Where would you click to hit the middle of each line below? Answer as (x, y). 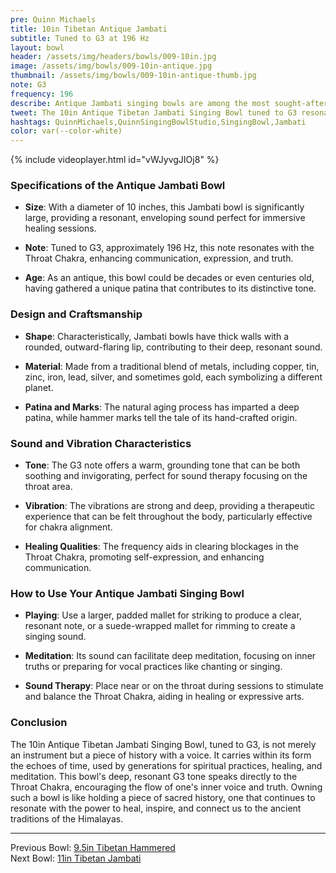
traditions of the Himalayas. (67, 818)
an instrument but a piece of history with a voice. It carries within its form (161, 755)
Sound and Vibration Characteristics (101, 443)
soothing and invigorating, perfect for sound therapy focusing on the (166, 476)
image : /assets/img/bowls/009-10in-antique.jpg (111, 66)
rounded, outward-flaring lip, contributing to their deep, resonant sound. (173, 347)
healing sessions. (60, 228)
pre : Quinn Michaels (53, 19)
